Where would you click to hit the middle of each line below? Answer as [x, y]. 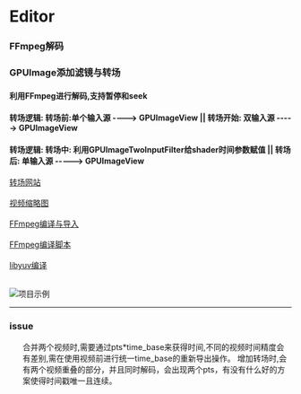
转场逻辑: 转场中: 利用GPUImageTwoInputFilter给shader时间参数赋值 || [142, 149]
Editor [32, 17]
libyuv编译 [28, 266]
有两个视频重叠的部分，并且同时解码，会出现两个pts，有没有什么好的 [150, 369]
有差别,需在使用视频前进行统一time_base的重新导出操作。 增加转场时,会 [155, 358]
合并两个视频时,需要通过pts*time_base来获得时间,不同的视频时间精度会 [153, 346]
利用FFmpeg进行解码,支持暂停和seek [78, 95]
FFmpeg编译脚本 [40, 245]
